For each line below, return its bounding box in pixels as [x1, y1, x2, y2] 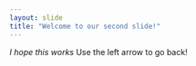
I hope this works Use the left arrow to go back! [9, 46, 189, 57]
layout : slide [9, 13, 64, 23]
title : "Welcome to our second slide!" [9, 22, 161, 31]
